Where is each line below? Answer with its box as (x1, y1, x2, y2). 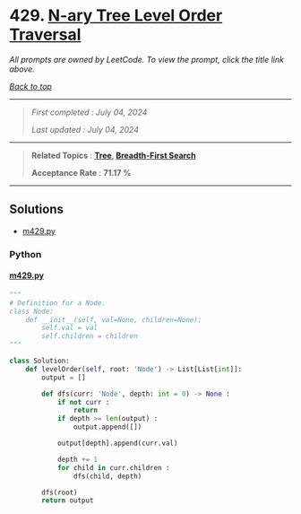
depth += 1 (56, 455, 99, 464)
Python (9, 248, 42, 260)
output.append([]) (73, 423, 142, 431)
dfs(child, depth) (73, 472, 142, 481)
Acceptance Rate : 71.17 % (30, 167, 132, 178)
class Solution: (9, 356, 70, 365)
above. (9, 64, 35, 74)
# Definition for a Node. (9, 298, 106, 308)
